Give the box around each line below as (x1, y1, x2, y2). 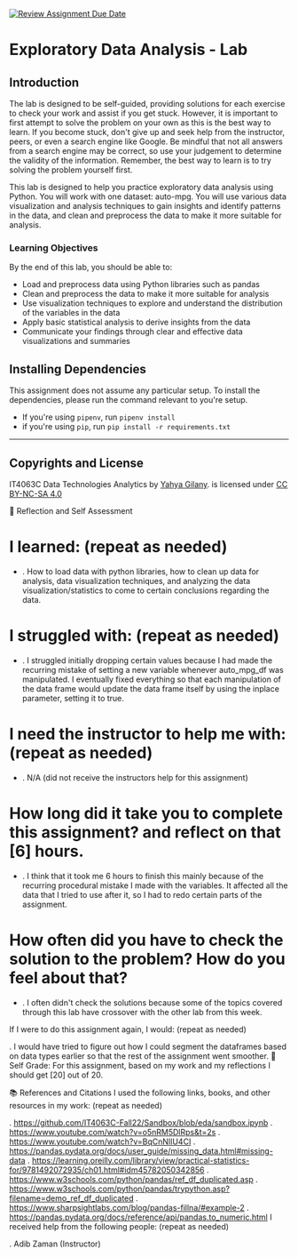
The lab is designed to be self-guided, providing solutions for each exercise (9, 99, 286, 108)
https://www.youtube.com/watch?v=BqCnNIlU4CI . (9, 1136, 196, 1147)
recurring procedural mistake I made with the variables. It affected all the (21, 880, 288, 891)
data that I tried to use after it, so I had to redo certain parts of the (21, 889, 263, 900)
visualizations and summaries (21, 336, 130, 347)
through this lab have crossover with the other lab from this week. (21, 1006, 263, 1017)
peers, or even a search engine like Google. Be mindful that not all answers (9, 136, 284, 147)
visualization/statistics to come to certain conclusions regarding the (21, 585, 270, 596)
